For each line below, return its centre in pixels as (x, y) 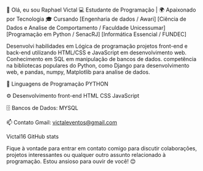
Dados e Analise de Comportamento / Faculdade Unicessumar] (86, 28)
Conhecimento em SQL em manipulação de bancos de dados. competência (102, 59)
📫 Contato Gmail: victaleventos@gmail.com (62, 122)
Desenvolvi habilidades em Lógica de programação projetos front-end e (97, 46)
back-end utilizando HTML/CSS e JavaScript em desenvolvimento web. (97, 53)
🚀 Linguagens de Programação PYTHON (57, 84)
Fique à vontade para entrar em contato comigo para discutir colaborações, (102, 148)
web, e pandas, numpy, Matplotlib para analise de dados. (78, 72)
